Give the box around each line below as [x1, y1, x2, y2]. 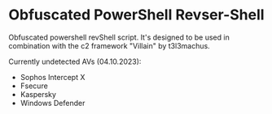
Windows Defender [20, 98, 86, 108]
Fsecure [20, 81, 49, 91]
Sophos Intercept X [20, 72, 86, 82]
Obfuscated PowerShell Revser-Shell [8, 6, 265, 24]
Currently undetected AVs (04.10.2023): [8, 57, 142, 66]
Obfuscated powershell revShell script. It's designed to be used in [8, 32, 230, 42]
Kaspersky [20, 89, 57, 99]
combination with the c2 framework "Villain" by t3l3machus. [8, 40, 210, 50]
